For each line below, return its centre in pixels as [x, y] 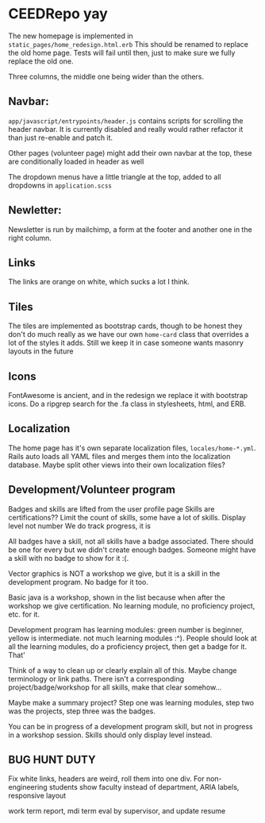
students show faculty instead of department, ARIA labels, [144, 787]
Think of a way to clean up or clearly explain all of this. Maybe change [123, 670]
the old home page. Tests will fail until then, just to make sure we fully [122, 52]
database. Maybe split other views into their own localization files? [117, 465]
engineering [28, 787]
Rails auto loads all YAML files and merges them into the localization [119, 456]
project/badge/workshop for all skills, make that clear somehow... [115, 687]
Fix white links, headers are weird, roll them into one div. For [106, 779]
